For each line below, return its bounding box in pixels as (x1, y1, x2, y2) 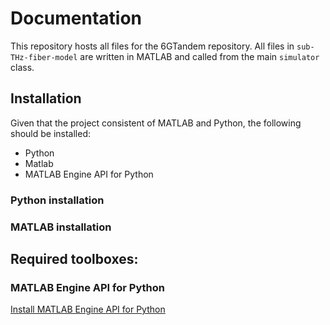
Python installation (10, 193, 105, 207)
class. (10, 61, 35, 73)
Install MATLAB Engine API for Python (10, 303, 166, 316)
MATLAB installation (10, 220, 112, 234)
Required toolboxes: (10, 250, 139, 267)
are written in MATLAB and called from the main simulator (79, 50, 320, 62)
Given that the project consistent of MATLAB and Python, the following (10, 117, 302, 129)
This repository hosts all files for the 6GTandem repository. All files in (10, 40, 295, 52)
